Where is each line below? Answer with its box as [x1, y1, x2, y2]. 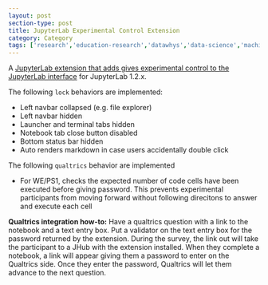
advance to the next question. [8, 268, 106, 278]
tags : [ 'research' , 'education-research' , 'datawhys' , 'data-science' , [8, 42, 241, 49]
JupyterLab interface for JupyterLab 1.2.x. [8, 72, 148, 81]
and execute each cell [19, 201, 93, 212]
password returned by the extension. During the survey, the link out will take [8, 234, 259, 243]
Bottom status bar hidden [19, 137, 104, 146]
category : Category [8, 34, 73, 42]
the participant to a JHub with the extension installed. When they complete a [8, 243, 260, 252]
